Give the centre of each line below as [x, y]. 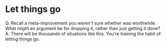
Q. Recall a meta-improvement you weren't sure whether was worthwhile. [81, 23]
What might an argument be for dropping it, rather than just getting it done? [83, 28]
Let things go [33, 9]
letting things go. [22, 39]
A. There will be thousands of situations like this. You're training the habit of [83, 33]
